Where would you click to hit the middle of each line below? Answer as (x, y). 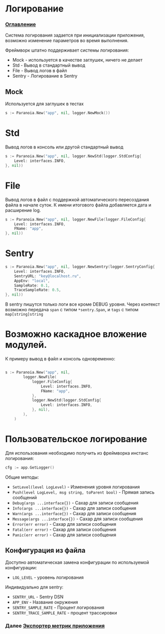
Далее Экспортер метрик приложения (55, 626)
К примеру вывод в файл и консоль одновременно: (60, 359)
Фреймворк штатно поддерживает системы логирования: (67, 50)
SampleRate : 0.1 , (32, 285)
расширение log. (23, 210)
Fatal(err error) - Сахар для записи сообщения (64, 529)
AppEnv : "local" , (32, 281)
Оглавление (21, 25)
